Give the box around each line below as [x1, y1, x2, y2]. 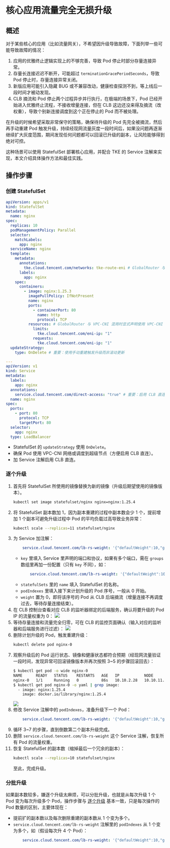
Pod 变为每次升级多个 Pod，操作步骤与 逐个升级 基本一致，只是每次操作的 [6, 798, 160, 804]
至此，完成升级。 [13, 766, 49, 772]
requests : [32, 336, 53, 341]
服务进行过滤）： [30, 626, 65, 632]
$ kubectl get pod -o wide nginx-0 [13, 668, 88, 674]
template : [10, 251, 31, 256]
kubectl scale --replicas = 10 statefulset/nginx [13, 755, 115, 761]
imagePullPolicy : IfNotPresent [28, 294, 94, 299]
